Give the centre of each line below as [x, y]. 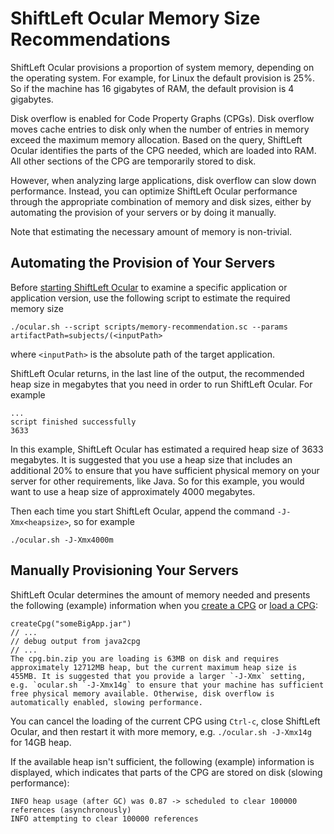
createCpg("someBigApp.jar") [71, 623]
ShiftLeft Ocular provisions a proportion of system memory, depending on [162, 67]
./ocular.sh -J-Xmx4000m [62, 540]
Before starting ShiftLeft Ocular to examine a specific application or [149, 287]
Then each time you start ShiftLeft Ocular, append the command [142, 511]
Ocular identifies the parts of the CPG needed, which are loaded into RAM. [163, 150]
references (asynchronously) [71, 810]
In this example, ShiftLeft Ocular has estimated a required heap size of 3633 [167, 449]
